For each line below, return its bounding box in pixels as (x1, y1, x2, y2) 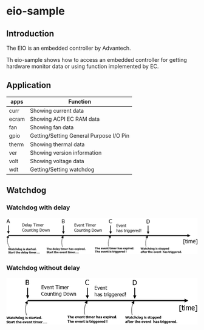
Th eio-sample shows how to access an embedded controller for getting (6, 56, 187, 63)
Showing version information (30, 149, 102, 156)
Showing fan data (30, 124, 74, 131)
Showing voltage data (30, 158, 84, 165)
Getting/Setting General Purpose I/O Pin (30, 132, 130, 140)
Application (6, 80, 52, 90)
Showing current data (30, 107, 84, 114)
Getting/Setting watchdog (30, 166, 95, 173)
